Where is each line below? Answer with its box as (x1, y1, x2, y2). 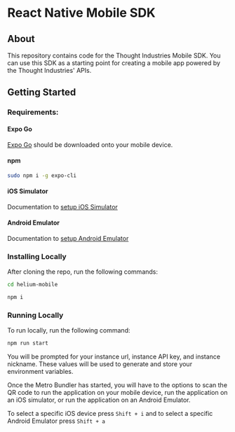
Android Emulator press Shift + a (7, 417, 106, 425)
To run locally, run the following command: (7, 326, 130, 335)
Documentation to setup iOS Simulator (7, 202, 118, 211)
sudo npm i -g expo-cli (7, 172, 77, 179)
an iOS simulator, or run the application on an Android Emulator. (7, 396, 191, 404)
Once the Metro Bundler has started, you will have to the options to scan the (7, 381, 228, 389)
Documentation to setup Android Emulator (7, 235, 129, 242)
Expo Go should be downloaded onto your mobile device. (7, 140, 173, 148)
